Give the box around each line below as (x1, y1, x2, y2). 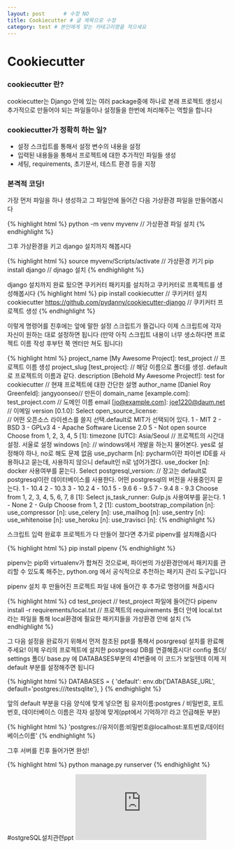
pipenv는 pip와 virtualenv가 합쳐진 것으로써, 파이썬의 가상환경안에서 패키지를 (7, 558, 219, 567)
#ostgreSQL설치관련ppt (7, 834, 74, 842)
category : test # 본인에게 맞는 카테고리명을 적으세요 (7, 23, 147, 30)
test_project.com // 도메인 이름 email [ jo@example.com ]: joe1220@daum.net (7, 398, 226, 406)
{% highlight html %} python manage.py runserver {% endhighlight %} (7, 761, 211, 769)
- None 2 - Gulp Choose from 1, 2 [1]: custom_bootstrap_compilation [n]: (7, 501, 215, 509)
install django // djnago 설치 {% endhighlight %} (7, 265, 145, 274)
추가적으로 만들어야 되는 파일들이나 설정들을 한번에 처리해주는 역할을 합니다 (7, 106, 213, 114)
